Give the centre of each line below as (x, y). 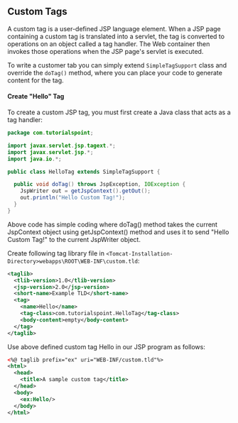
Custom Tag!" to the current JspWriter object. (74, 239)
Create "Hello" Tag (36, 97)
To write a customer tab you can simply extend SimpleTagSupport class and (117, 65)
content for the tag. (36, 80)
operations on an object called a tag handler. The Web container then (109, 44)
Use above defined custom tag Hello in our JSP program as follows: (107, 346)
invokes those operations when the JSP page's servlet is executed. (106, 51)
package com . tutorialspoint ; (50, 133)
